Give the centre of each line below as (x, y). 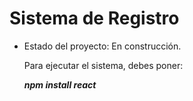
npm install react (60, 84)
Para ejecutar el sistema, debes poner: (103, 65)
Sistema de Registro (94, 18)
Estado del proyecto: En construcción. (102, 46)
